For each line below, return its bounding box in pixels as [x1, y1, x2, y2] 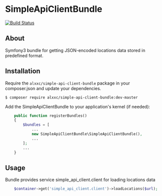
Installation [5, 67, 40, 75]
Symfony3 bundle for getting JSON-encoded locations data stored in [5, 47, 146, 53]
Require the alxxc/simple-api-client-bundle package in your [5, 80, 130, 86]
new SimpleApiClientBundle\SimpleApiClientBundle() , [31, 132, 142, 137]
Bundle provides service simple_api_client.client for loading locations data [5, 177, 156, 183]
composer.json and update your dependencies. [5, 85, 101, 91]
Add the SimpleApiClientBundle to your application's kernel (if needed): [5, 103, 151, 109]
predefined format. [5, 52, 43, 58]
